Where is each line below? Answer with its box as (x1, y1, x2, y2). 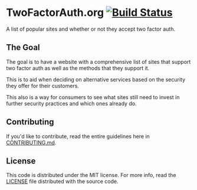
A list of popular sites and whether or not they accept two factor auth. (6, 25, 176, 32)
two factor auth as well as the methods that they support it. (6, 64, 150, 71)
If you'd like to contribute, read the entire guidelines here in (6, 133, 150, 140)
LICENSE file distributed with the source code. (6, 178, 119, 185)
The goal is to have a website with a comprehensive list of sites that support (6, 58, 191, 65)
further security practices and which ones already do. (6, 100, 137, 107)
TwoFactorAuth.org (6, 6, 104, 19)
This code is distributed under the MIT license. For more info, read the (6, 172, 176, 179)
